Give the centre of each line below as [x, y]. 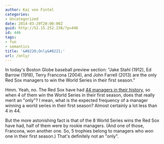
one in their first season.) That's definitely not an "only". [62, 136]
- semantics [17, 47]
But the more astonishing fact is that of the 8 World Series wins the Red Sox [82, 120]
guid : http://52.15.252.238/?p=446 [42, 28]
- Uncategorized [22, 19]
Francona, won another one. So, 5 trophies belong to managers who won [80, 131]
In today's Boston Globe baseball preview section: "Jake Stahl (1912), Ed [78, 70]
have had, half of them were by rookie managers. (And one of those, [75, 126]
